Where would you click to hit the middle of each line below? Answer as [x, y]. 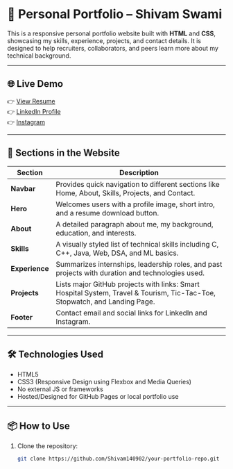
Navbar [23, 188]
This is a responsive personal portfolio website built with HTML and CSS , [112, 33]
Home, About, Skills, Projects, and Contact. [125, 192]
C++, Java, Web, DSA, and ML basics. [117, 253]
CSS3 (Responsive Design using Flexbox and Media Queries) [104, 382]
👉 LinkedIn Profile [34, 111]
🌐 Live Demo [35, 84]
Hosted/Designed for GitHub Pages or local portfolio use [98, 397]
